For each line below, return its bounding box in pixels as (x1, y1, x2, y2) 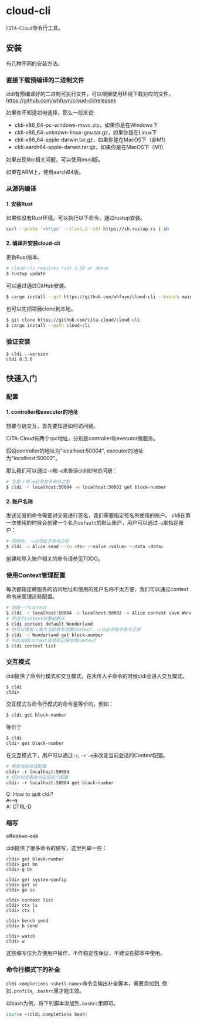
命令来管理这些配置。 (6, 593, 57, 600)
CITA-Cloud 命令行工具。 (6, 24, 63, 31)
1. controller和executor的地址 (6, 408, 79, 415)
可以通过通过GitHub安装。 (6, 282, 69, 289)
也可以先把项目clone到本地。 (6, 305, 76, 312)
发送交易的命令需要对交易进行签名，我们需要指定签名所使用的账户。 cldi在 (6, 512, 186, 519)
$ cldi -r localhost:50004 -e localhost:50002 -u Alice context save (6, 610, 180, 616)
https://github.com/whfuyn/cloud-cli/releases (6, 97, 116, 104)
